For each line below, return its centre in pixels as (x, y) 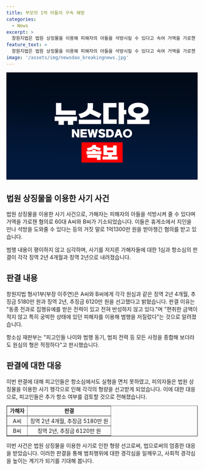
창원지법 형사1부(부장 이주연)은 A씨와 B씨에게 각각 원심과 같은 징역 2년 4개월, (98, 294)
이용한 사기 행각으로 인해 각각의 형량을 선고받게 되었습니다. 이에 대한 (103, 389)
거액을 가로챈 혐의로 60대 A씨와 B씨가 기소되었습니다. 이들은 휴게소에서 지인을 (99, 222)
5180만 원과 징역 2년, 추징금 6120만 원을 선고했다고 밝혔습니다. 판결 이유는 (106, 301)
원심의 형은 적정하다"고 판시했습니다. (56, 344)
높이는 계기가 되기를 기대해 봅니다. (53, 461)
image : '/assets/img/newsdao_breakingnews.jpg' (68, 58)
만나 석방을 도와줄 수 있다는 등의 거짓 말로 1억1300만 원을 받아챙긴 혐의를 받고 (98, 229)
